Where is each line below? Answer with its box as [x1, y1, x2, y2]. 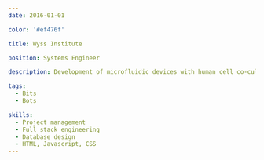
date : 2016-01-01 [8, 11, 65, 20]
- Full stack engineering [15, 125, 101, 133]
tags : [8, 82, 26, 90]
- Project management [15, 118, 86, 126]
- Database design [15, 133, 76, 141]
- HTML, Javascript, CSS [15, 140, 97, 148]
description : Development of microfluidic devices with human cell [8, 68, 234, 76]
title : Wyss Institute [8, 40, 82, 48]
